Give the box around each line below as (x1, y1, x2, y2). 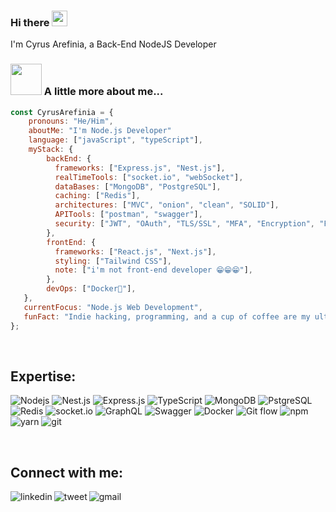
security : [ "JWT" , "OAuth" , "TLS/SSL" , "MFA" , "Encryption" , (54, 219, 315, 229)
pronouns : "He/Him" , (28, 116, 114, 127)
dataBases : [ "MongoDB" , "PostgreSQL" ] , (54, 181, 222, 192)
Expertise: (10, 368, 77, 385)
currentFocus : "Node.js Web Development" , (23, 302, 203, 312)
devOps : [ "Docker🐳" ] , (46, 284, 137, 294)
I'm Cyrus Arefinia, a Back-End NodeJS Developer (10, 38, 217, 50)
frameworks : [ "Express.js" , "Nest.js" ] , (54, 163, 226, 173)
